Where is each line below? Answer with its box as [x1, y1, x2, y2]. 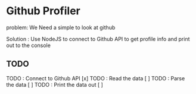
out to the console [6, 42, 51, 49]
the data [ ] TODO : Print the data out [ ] [6, 81, 103, 88]
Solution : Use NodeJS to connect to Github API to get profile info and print [6, 35, 190, 42]
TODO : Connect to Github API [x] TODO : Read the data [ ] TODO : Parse [6, 74, 185, 82]
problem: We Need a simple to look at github [6, 24, 116, 31]
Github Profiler [6, 4, 80, 18]
